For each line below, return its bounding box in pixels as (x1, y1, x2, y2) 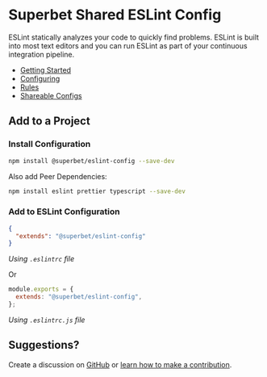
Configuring (19, 73, 60, 83)
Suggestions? (8, 338, 80, 352)
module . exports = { (8, 285, 74, 294)
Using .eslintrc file (8, 254, 75, 264)
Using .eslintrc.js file (8, 315, 86, 325)
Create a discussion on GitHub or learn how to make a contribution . (8, 359, 232, 369)
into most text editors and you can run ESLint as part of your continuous (8, 40, 248, 50)
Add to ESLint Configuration (8, 206, 120, 217)
